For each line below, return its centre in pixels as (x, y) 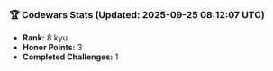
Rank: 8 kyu (45, 38)
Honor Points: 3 (52, 48)
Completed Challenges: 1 (70, 57)
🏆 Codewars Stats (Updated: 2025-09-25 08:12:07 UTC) (137, 14)
